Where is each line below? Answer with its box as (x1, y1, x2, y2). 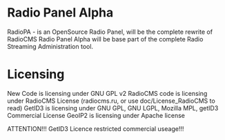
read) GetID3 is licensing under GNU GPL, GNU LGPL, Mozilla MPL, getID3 (7, 103, 219, 112)
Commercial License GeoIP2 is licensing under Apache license (7, 111, 185, 119)
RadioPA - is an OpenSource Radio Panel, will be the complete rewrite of (7, 28, 213, 36)
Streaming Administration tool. (7, 42, 94, 50)
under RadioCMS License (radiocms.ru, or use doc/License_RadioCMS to (7, 97, 215, 105)
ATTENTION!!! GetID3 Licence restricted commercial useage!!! (7, 124, 184, 132)
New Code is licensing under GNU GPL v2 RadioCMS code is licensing (7, 89, 208, 97)
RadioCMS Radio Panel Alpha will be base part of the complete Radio (7, 34, 204, 43)
